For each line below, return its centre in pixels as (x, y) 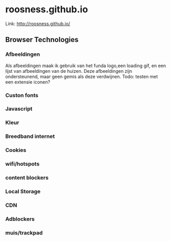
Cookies (16, 150)
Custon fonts (22, 95)
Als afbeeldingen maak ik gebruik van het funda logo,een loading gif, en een (86, 66)
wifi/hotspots (23, 164)
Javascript (19, 109)
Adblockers (20, 219)
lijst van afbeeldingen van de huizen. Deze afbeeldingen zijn (69, 71)
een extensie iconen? (28, 82)
